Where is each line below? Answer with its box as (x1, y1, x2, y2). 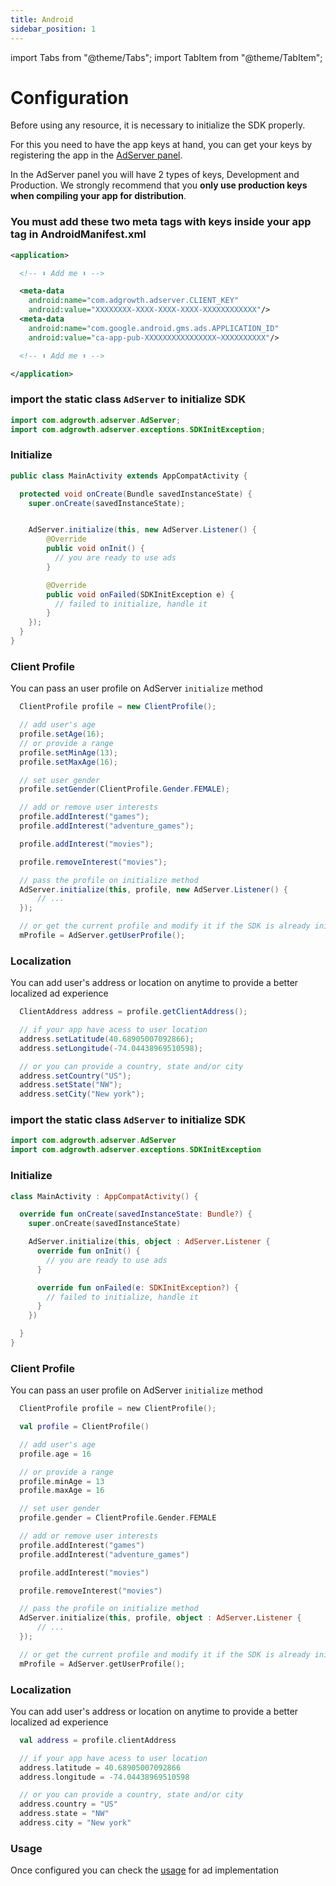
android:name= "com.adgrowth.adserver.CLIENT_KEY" (28, 296, 240, 306)
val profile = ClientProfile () (19, 1422, 150, 1432)
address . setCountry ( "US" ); (19, 1071, 132, 1081)
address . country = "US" (19, 1799, 118, 1810)
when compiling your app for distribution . (10, 190, 187, 202)
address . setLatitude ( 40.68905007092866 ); (19, 1034, 195, 1044)
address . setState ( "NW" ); (19, 1080, 123, 1090)
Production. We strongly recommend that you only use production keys (10, 179, 308, 191)
